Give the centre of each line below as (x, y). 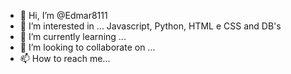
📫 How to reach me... (65, 58)
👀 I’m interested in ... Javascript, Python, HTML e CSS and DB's (150, 26)
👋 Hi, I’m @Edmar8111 (63, 15)
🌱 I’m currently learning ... (73, 36)
